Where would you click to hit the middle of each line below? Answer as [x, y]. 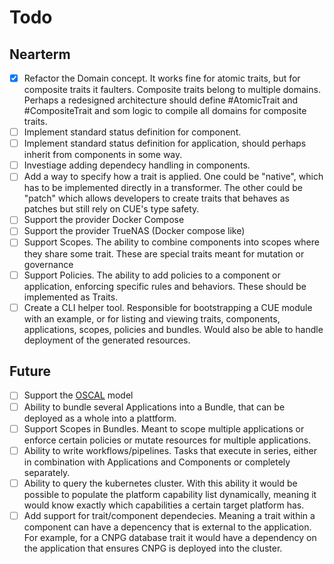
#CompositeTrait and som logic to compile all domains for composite [165, 111]
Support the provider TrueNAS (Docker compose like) [134, 231]
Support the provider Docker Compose [104, 220]
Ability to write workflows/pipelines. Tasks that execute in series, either [170, 450]
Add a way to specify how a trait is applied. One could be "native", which [173, 177]
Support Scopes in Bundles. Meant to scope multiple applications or [164, 428]
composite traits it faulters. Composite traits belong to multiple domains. [172, 90]
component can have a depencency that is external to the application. [167, 527]
